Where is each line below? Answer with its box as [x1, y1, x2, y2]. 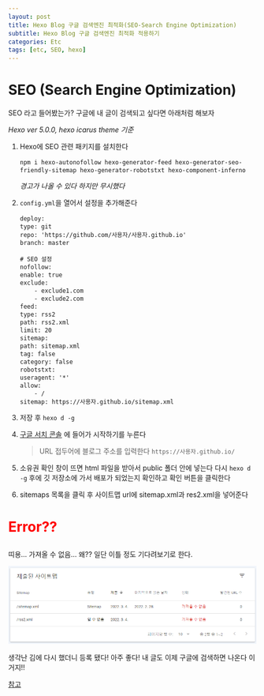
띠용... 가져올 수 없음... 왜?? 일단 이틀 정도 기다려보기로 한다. [8, 550, 193, 559]
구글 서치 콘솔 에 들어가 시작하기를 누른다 [19, 430, 147, 439]
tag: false [19, 350, 56, 359]
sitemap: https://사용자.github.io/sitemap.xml [19, 398, 174, 406]
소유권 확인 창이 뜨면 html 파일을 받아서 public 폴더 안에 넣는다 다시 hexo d [19, 463, 251, 473]
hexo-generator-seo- [174, 159, 243, 167]
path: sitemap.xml [19, 342, 80, 351]
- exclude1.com [34, 287, 84, 295]
